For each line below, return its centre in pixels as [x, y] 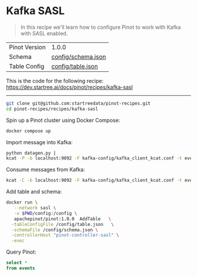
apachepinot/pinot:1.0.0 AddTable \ [62, 219]
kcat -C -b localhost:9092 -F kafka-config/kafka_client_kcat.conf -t [94, 181]
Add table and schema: [34, 192]
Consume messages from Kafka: [45, 169]
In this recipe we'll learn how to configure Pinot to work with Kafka [101, 27]
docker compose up [28, 131]
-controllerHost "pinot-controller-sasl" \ [65, 235]
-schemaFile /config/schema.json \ [55, 230]
